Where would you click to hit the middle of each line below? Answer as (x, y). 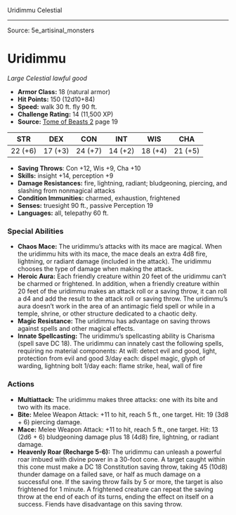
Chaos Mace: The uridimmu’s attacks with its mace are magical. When (120, 247)
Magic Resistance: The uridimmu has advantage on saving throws (114, 321)
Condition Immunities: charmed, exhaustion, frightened (99, 198)
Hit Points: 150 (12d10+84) (56, 99)
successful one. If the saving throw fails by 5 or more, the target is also (120, 481)
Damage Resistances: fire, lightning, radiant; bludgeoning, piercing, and (122, 183)
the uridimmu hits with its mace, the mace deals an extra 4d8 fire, (112, 254)
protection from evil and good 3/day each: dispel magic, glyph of (111, 358)
